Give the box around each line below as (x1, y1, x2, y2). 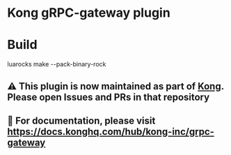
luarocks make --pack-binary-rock (7, 60, 106, 68)
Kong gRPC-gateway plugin (7, 5, 170, 21)
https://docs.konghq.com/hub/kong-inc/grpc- (7, 126, 214, 138)
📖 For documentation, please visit (7, 115, 156, 126)
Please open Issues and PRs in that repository (7, 91, 210, 103)
